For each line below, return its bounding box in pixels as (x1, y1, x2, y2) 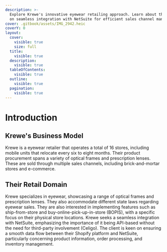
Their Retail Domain (5, 180, 68, 189)
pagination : (9, 85, 35, 91)
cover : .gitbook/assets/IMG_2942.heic (5, 21, 85, 26)
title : (9, 49, 23, 54)
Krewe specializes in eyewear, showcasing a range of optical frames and (5, 193, 154, 199)
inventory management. (5, 241, 54, 247)
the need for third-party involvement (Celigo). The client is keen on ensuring (5, 225, 162, 231)
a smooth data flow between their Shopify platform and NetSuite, (5, 231, 138, 237)
